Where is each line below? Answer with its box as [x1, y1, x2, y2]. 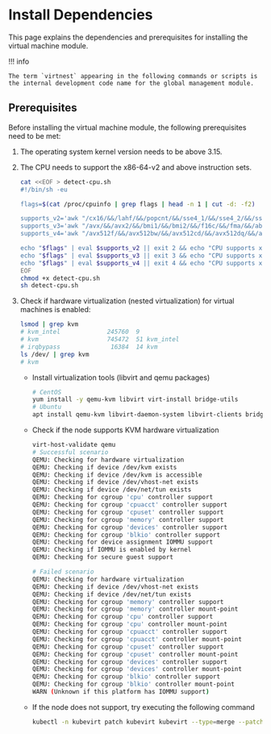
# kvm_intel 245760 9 [19, 328, 140, 336]
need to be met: [8, 131, 61, 140]
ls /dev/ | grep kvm [19, 350, 90, 358]
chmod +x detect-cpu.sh [19, 274, 101, 282]
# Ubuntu [31, 403, 62, 411]
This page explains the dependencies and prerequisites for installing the [8, 32, 248, 42]
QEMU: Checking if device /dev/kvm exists [31, 463, 177, 471]
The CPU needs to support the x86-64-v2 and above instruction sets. [19, 162, 252, 172]
